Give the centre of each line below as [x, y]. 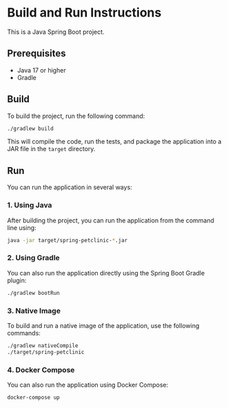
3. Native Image [34, 311]
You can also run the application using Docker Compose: [88, 385]
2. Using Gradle [33, 258]
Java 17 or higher [42, 70]
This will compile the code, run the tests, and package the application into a [114, 142]
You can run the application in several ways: [70, 187]
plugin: [17, 280]
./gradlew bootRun [33, 293]
